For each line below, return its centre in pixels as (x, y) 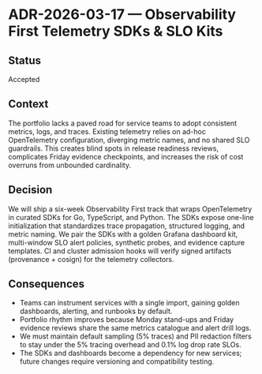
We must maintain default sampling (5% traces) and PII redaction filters (136, 336)
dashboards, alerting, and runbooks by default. (96, 311)
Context (28, 104)
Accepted (24, 79)
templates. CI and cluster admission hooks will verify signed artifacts (120, 251)
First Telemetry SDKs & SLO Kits (116, 31)
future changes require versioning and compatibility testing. (117, 361)
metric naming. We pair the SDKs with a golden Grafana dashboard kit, (123, 234)
